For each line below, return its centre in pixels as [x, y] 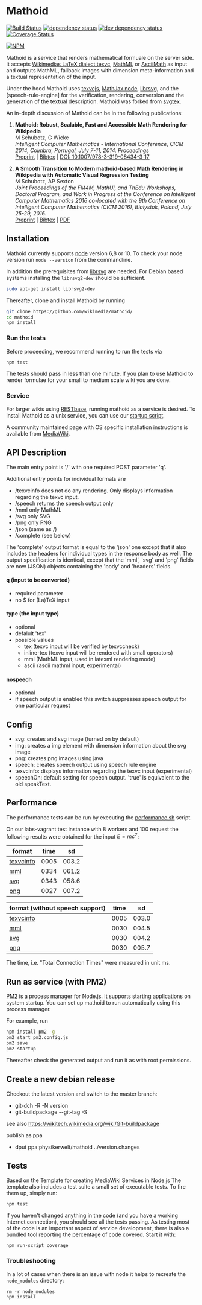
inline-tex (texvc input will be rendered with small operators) [98, 652]
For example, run [27, 1021]
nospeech [19, 679]
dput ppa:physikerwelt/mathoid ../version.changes [77, 1147]
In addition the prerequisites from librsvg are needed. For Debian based [95, 271]
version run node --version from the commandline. [69, 259]
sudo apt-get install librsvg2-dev [51, 289]
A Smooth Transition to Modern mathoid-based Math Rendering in [99, 168]
